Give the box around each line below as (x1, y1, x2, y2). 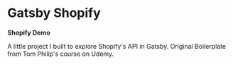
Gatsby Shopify (7, 5, 101, 21)
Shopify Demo (7, 28, 51, 37)
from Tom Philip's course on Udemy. (7, 49, 114, 58)
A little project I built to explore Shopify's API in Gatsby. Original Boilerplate (7, 42, 227, 50)
